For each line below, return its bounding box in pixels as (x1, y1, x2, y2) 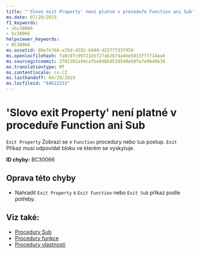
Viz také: (6, 212, 40, 223)
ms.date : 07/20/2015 (6, 14, 57, 20)
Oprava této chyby (6, 173, 76, 183)
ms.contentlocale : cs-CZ (6, 69, 68, 75)
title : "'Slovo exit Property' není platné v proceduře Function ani (6, 8, 182, 15)
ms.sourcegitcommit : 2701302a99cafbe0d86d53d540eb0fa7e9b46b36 (6, 58, 166, 64)
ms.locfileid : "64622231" (6, 81, 70, 87)
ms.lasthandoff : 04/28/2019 (6, 75, 76, 81)
